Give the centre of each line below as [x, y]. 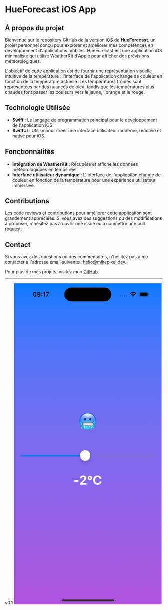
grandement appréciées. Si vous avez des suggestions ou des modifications [84, 218]
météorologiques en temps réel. [45, 169]
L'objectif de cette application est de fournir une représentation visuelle [79, 71]
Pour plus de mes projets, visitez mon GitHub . [52, 272]
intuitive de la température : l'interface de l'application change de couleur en [84, 76]
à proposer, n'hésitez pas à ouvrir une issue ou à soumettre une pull [75, 224]
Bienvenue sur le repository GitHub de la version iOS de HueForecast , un [80, 40]
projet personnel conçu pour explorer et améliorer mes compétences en [79, 45]
